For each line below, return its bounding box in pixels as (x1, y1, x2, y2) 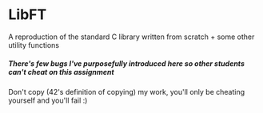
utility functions (8, 40, 60, 49)
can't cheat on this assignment (8, 67, 114, 76)
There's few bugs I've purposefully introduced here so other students (8, 58, 245, 68)
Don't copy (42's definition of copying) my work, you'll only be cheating (8, 87, 245, 96)
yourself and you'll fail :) (8, 95, 88, 105)
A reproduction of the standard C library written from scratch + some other (8, 32, 255, 41)
